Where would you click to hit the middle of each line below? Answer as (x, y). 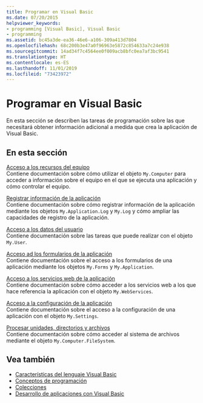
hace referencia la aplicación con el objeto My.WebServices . (80, 291)
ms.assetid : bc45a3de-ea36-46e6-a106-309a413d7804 (72, 40)
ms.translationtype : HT (36, 57)
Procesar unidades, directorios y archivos (58, 328)
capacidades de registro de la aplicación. (58, 218)
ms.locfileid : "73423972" (39, 74)
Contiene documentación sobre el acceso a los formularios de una (89, 260)
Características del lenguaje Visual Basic (66, 374)
